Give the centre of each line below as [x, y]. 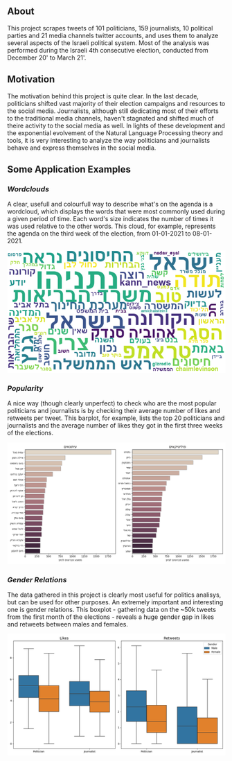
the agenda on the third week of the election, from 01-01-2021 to [99, 234]
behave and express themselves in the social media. [82, 148]
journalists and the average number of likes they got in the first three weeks [115, 425]
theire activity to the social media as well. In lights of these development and [116, 125]
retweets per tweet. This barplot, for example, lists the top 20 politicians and [116, 418]
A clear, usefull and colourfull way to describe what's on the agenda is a [110, 204]
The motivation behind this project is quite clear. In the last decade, [103, 96]
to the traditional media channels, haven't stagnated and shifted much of [111, 118]
